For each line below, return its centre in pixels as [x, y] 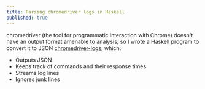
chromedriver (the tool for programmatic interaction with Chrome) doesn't [100, 35]
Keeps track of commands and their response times [81, 66]
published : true [27, 18]
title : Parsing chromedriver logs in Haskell [65, 12]
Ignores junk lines [37, 79]
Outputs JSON [33, 60]
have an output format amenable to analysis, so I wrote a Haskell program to [103, 41]
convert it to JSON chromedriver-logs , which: [64, 48]
